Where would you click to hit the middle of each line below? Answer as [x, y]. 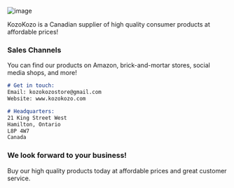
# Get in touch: [31, 86]
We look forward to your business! [67, 156]
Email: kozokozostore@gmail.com [54, 92]
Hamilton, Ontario [34, 124]
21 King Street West [37, 118]
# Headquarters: [31, 111]
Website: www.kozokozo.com [47, 99]
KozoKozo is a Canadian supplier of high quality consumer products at [109, 24]
